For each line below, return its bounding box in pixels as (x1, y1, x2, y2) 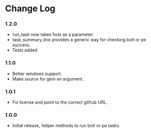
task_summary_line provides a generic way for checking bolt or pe (12, 37, 146, 43)
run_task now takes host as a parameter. (12, 31, 94, 37)
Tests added (12, 47, 38, 53)
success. (12, 42, 31, 48)
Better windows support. (12, 71, 62, 77)
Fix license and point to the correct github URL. (12, 99, 108, 106)
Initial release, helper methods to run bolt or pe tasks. (12, 123, 120, 129)
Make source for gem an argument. (12, 76, 84, 81)
